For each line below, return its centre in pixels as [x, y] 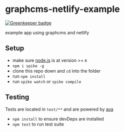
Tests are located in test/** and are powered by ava [59, 109]
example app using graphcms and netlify [47, 32]
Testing [17, 97]
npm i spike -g [28, 66]
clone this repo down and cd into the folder [56, 71]
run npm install [29, 76]
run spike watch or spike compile [47, 81]
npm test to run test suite [38, 124]
